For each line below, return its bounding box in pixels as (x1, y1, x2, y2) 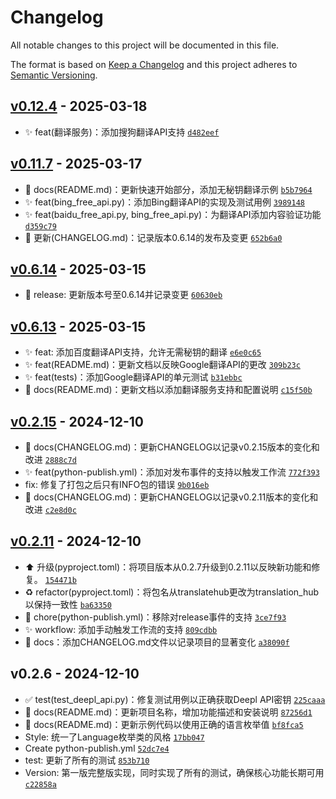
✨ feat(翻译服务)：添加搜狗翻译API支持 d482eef (24, 126, 220, 138)
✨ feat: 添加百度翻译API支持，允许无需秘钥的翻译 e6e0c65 (24, 346, 262, 358)
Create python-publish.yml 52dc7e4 (24, 742, 170, 754)
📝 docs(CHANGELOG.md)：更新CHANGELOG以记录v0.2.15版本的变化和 (24, 441, 320, 453)
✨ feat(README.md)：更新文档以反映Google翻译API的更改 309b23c (24, 359, 301, 371)
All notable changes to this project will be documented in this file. (10, 39, 280, 51)
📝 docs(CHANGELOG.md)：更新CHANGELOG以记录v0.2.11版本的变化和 (24, 491, 319, 503)
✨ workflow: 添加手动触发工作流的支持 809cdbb (24, 623, 218, 635)
